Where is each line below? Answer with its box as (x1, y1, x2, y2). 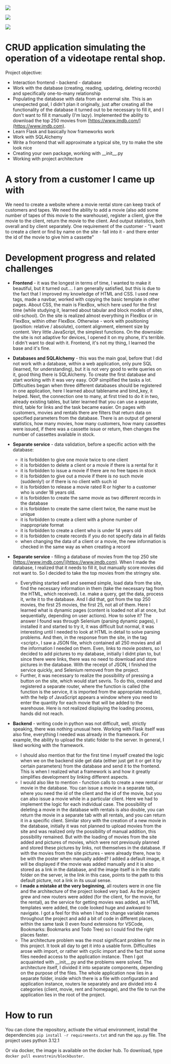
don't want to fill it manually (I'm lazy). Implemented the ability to (12, 112, 149, 118)
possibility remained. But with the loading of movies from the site (20, 833, 157, 840)
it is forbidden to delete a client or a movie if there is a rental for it (20, 462, 158, 468)
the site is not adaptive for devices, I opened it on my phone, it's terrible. (12, 334, 165, 340)
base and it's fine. (12, 345, 51, 351)
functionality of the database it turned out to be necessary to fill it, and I (12, 107, 164, 113)
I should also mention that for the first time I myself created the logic (20, 752, 164, 758)
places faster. (20, 931, 50, 937)
